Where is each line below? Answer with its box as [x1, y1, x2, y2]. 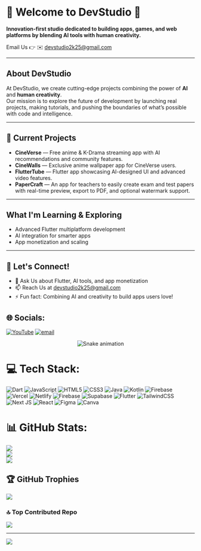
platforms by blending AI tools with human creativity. [6, 31, 141, 38]
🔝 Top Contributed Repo [6, 508, 78, 516]
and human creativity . [6, 91, 62, 98]
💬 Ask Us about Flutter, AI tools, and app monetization [14, 278, 148, 285]
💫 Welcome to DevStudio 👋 [6, 5, 141, 19]
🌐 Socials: [6, 312, 45, 322]
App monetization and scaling [14, 239, 89, 246]
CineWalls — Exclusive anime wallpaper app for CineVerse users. [14, 162, 176, 169]
